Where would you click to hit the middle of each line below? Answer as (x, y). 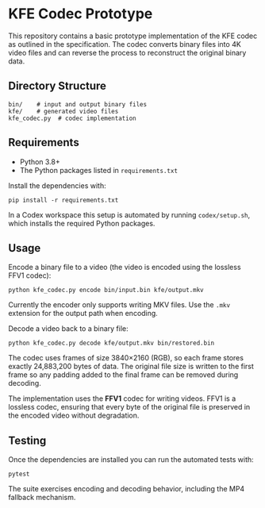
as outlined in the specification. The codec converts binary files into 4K (125, 44)
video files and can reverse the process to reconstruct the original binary (127, 52)
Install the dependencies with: (57, 185)
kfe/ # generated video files (63, 111)
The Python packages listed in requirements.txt (99, 170)
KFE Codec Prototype (81, 14)
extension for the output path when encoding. (83, 314)
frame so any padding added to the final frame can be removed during (123, 375)
